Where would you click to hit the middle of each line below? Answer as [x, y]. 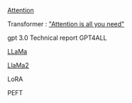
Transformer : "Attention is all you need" [66, 24]
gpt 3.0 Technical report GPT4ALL [57, 38]
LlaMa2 [18, 65]
